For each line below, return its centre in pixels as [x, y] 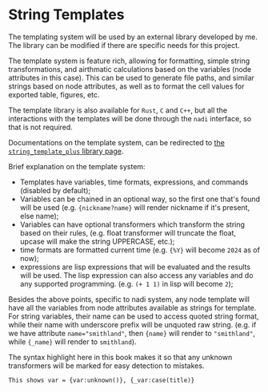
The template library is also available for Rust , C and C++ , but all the [118, 110]
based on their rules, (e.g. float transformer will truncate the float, [128, 232]
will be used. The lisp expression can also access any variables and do [136, 275]
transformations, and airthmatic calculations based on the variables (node [130, 69]
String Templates [67, 15]
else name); [39, 216]
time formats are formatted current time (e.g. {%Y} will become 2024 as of [140, 250]
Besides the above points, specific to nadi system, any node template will [129, 299]
